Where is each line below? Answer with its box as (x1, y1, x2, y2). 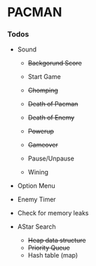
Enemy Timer (17, 195, 56, 204)
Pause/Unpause (27, 154, 75, 163)
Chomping (27, 86, 58, 95)
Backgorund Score (27, 59, 82, 68)
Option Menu (17, 182, 56, 190)
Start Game (27, 72, 61, 81)
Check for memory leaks (17, 209, 89, 217)
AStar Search (17, 222, 56, 231)
